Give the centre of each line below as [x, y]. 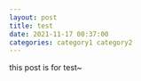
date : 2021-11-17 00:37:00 [59, 34]
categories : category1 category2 [71, 42]
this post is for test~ [46, 68]
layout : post [33, 17]
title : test [31, 26]
